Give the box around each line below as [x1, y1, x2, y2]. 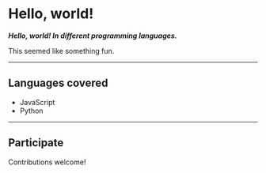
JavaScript [19, 97, 55, 107]
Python [19, 106, 44, 115]
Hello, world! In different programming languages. [8, 31, 177, 40]
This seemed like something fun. [8, 46, 115, 55]
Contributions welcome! [8, 157, 86, 167]
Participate [8, 136, 64, 150]
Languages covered [8, 77, 108, 90]
